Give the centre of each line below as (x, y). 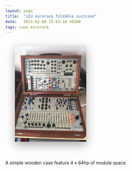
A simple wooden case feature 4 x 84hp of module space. (66, 163)
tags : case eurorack (27, 27)
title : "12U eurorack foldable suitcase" (51, 16)
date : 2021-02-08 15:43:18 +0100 (43, 22)
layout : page (19, 11)
